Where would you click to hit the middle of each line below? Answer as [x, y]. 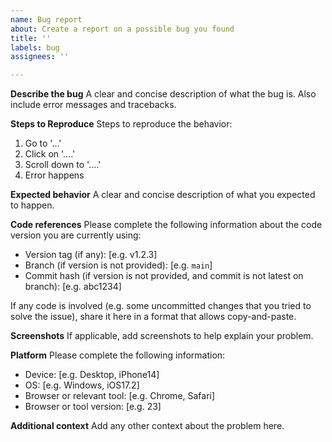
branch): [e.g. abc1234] [73, 287]
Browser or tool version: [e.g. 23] [93, 407]
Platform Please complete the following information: [118, 355]
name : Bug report [46, 19]
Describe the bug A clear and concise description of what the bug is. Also [163, 94]
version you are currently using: [76, 235]
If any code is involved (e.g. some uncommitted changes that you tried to [161, 306]
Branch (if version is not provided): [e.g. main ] [118, 265]
